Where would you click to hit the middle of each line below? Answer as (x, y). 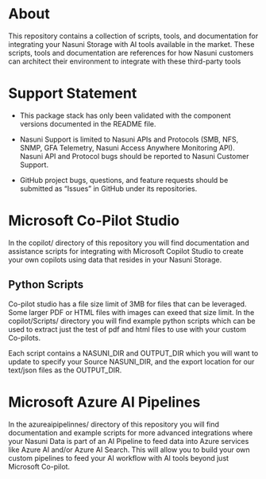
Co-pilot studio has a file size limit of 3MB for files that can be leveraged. (127, 304)
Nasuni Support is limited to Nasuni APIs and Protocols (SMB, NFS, (129, 139)
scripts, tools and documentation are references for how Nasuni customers (131, 53)
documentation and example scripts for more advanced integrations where (131, 432)
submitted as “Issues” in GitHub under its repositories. (108, 189)
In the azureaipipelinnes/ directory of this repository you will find (114, 424)
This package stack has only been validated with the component (125, 115)
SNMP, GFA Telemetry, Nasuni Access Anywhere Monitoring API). (127, 147)
